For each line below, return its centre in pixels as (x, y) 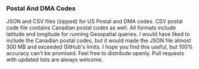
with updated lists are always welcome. (55, 60)
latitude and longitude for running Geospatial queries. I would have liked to (98, 34)
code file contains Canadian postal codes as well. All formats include (91, 28)
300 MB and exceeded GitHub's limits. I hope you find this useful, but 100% (99, 47)
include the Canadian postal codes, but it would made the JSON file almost (99, 41)
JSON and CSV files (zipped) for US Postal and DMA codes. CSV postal (94, 22)
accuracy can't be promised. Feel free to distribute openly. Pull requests (95, 53)
